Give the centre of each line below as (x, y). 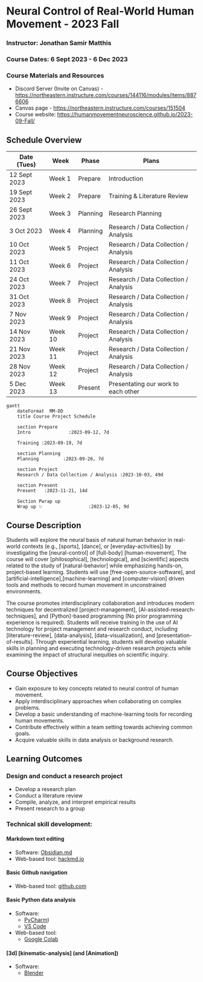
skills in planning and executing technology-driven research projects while (99, 648)
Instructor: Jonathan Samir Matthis (59, 43)
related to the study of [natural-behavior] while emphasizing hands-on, (95, 566)
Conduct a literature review (49, 796)
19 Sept (21, 192)
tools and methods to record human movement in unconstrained (86, 585)
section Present (38, 486)
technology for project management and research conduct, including (92, 629)
